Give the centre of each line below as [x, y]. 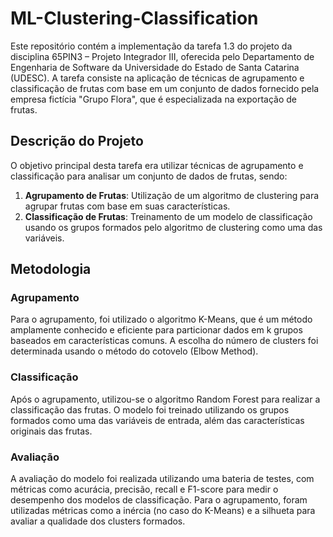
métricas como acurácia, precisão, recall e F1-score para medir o [144, 489]
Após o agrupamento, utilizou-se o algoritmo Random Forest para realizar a [165, 399]
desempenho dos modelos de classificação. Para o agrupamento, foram [159, 500]
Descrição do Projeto [77, 141]
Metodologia [51, 269]
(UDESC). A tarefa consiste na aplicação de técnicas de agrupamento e [157, 78]
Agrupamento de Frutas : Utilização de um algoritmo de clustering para [172, 195]
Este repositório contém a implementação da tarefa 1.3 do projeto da [151, 46]
